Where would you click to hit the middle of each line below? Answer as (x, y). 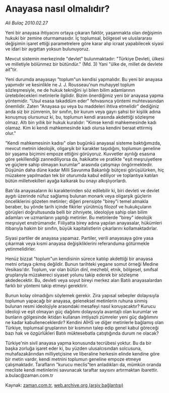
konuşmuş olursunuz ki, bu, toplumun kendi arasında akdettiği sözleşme (80, 117)
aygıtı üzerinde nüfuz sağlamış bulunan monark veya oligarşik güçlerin (78, 196)
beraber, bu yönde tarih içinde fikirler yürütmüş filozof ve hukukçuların (78, 206)
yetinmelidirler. (21, 248)
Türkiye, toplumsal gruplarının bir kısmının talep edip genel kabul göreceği (82, 328)
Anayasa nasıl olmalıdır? (58, 9)
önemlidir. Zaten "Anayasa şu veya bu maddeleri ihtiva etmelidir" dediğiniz (82, 106)
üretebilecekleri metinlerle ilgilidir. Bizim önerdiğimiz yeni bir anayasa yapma (84, 95)
